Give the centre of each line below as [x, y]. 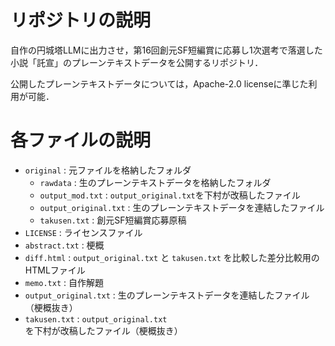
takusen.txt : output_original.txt [96, 318]
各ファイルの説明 [81, 140]
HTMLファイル [55, 270]
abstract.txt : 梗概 [64, 245]
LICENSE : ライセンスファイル [83, 232]
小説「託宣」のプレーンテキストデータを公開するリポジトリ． [137, 62]
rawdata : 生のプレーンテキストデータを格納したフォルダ [155, 182]
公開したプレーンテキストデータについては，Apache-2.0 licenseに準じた [159, 83]
